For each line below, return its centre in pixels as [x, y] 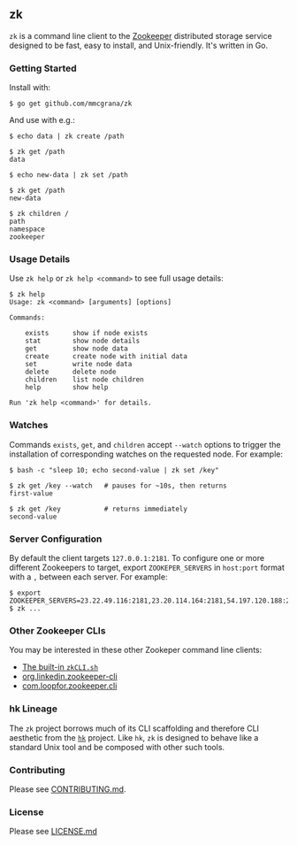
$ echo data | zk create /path [67, 136]
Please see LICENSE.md [53, 832]
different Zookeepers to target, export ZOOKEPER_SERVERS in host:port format [147, 567]
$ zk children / [39, 214]
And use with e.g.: [42, 120]
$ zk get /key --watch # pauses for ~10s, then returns [118, 486]
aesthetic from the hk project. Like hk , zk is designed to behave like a [134, 737]
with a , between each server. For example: [88, 577]
